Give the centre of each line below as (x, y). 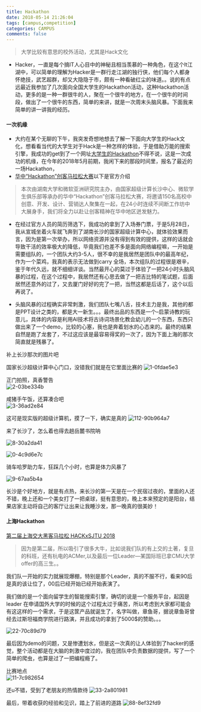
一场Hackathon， (36, 169)
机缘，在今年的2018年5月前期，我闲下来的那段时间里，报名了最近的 (109, 161)
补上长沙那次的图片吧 (32, 355)
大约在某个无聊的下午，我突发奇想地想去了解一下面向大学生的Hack (97, 139)
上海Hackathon (25, 521)
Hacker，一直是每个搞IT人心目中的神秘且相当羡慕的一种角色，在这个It (101, 65)
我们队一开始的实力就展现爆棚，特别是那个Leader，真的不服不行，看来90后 (99, 576)
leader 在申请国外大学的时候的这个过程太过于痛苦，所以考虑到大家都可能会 (99, 604)
